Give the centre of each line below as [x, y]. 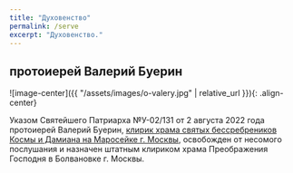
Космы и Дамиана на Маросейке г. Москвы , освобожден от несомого [146, 139]
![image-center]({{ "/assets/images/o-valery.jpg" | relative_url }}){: [134, 93]
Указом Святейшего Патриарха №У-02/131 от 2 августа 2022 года [137, 120]
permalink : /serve [44, 26]
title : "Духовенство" [50, 18]
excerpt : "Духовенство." [56, 34]
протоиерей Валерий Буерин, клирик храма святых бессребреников [143, 130]
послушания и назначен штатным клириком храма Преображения [139, 149]
